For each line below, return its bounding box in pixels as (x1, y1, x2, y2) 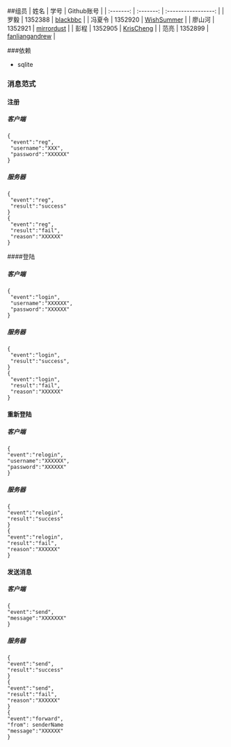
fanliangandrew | (7, 32, 56, 40)
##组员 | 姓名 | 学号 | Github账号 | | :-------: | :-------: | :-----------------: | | (7, 7, 225, 15)
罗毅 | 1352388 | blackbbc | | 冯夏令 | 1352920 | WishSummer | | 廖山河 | (7, 15, 215, 24)
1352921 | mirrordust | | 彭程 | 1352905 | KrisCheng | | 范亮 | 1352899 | (7, 24, 209, 32)
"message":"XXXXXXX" (7, 615, 67, 622)
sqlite (17, 61, 33, 68)
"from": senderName (7, 721, 64, 729)
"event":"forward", (7, 716, 64, 723)
